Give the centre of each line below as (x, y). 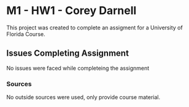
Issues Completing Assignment (67, 53)
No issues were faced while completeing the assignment (78, 68)
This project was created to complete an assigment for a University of (94, 28)
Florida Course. (26, 34)
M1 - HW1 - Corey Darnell (71, 11)
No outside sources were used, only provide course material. (83, 97)
